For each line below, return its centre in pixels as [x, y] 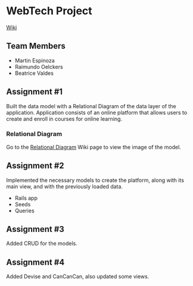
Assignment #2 [35, 166]
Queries [24, 210]
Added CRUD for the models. [42, 243]
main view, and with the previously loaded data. [65, 186]
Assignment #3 [35, 229]
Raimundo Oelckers [39, 67]
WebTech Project [49, 11]
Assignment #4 [35, 262]
